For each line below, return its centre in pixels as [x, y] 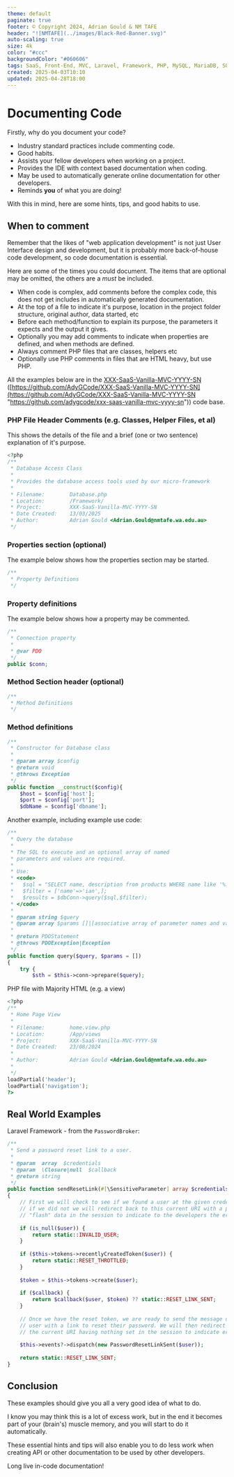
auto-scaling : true [36, 40]
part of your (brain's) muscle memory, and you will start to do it [98, 1424]
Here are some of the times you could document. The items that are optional [117, 271]
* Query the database [41, 839]
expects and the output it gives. [63, 329]
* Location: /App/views [55, 1034]
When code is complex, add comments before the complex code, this [117, 292]
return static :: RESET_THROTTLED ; [81, 1261]
